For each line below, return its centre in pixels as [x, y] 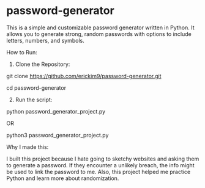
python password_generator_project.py [56, 111]
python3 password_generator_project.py [58, 135]
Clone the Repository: [43, 64]
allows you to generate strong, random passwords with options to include [99, 34]
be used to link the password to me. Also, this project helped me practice [99, 172]
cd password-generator [36, 88]
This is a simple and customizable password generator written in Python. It [100, 27]
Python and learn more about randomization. [63, 178]
